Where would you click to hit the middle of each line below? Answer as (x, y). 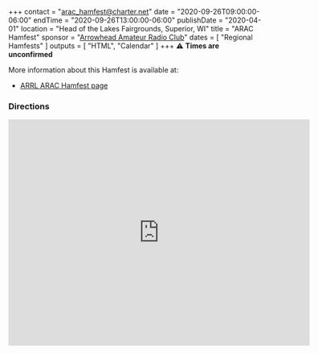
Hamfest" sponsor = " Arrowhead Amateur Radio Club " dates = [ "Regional (130, 37)
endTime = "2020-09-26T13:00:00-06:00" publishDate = (128, 20)
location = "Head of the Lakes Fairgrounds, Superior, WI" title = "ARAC (137, 29)
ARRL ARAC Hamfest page (64, 85)
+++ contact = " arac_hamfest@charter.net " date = (92, 12)
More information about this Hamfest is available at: (94, 70)
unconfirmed (31, 54)
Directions (29, 106)
